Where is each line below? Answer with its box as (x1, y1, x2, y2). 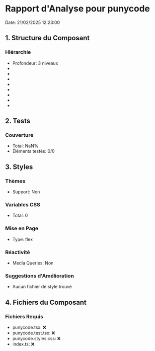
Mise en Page (5, 225, 39, 232)
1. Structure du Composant (5, 34, 90, 42)
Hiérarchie (5, 49, 31, 56)
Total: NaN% (12, 143, 39, 149)
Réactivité (5, 249, 30, 256)
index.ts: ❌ (12, 341, 35, 347)
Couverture (5, 131, 34, 138)
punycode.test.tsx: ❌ (12, 330, 56, 336)
